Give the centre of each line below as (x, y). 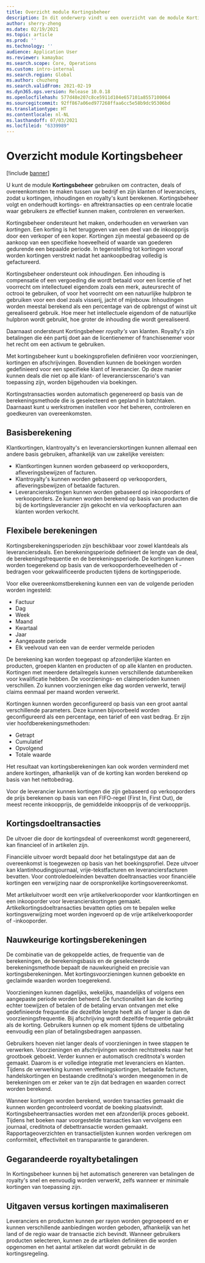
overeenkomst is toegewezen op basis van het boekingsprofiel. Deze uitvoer (103, 863)
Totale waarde (33, 755)
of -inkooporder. (27, 921)
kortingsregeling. (28, 1253)
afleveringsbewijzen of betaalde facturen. (67, 485)
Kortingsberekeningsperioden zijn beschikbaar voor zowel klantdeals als (97, 545)
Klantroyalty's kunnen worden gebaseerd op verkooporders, (91, 479)
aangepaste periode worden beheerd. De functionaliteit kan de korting (95, 999)
